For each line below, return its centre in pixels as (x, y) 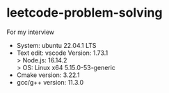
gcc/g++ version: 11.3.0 (50, 82)
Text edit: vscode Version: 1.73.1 (62, 53)
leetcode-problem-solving (84, 13)
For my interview (31, 32)
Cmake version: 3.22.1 (48, 75)
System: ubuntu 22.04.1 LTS (56, 45)
